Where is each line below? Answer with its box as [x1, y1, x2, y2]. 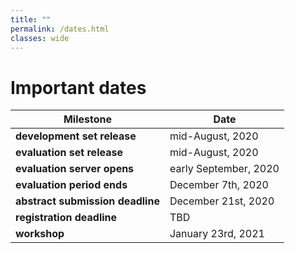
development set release [15, 129, 137, 143]
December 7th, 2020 [169, 178, 269, 192]
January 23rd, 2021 [169, 227, 265, 241]
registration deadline [15, 211, 118, 225]
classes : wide [10, 33, 70, 43]
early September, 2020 [169, 162, 280, 176]
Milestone [63, 112, 112, 126]
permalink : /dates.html [10, 24, 110, 34]
